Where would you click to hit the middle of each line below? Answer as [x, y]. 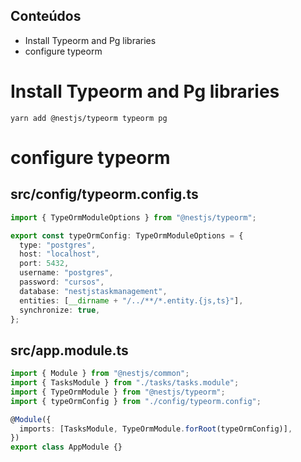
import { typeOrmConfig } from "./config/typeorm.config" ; [136, 401]
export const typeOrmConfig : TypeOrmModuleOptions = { [127, 235]
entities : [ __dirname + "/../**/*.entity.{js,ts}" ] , [131, 300]
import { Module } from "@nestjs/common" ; [100, 374]
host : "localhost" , [60, 254]
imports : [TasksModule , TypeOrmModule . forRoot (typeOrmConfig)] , [156, 429]
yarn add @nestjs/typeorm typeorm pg [89, 118]
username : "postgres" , [66, 273]
